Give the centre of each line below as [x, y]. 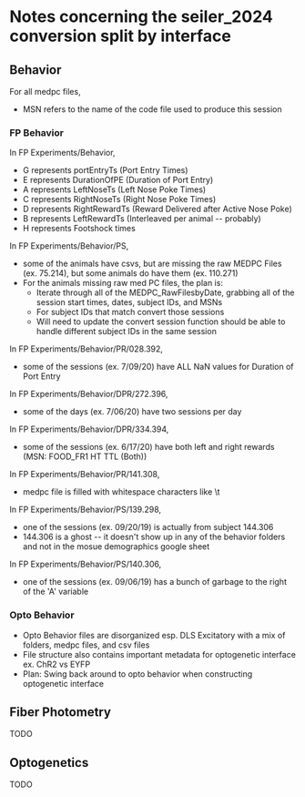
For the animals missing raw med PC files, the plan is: [122, 283]
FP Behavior [36, 132]
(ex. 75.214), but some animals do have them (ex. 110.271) [130, 273]
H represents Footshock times [79, 229]
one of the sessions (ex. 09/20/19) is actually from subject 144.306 [148, 527]
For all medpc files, [45, 92]
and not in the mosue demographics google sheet [116, 547]
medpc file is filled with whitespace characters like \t [121, 492]
